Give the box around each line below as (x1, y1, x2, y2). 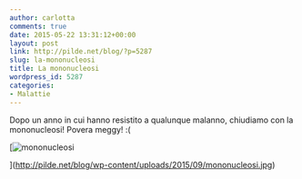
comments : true (9, 22, 67, 31)
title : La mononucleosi (9, 65, 100, 74)
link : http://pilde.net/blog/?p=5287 (9, 47, 153, 56)
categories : (9, 81, 55, 90)
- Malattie (9, 89, 51, 98)
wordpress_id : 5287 (9, 73, 84, 82)
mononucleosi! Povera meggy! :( (9, 124, 131, 134)
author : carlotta (9, 13, 75, 23)
